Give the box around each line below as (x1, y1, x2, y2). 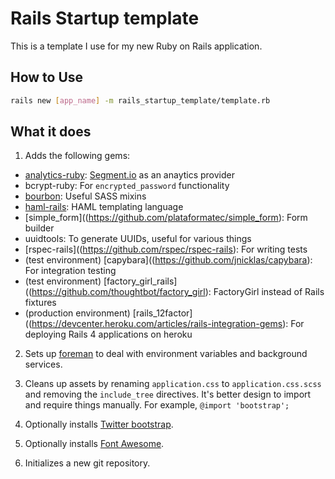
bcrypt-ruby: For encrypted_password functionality (24, 180, 230, 192)
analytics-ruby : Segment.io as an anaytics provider (24, 169, 236, 181)
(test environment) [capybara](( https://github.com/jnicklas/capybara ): (24, 254, 313, 266)
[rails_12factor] (132, 307, 193, 319)
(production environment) (24, 307, 131, 319)
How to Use (10, 69, 84, 86)
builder (24, 222, 55, 234)
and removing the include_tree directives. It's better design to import (24, 388, 312, 401)
